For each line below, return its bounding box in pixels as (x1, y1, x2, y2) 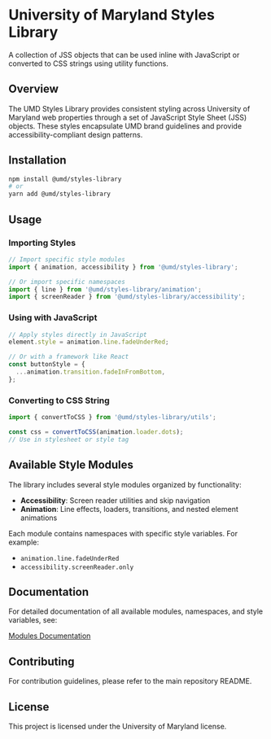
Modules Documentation (8, 631, 91, 641)
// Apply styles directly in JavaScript (8, 330, 148, 339)
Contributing (8, 654, 75, 668)
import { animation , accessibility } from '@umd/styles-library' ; (8, 263, 238, 271)
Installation (8, 153, 67, 168)
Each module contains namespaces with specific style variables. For (8, 528, 238, 538)
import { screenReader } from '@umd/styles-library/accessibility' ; (8, 293, 246, 301)
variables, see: (8, 615, 58, 625)
